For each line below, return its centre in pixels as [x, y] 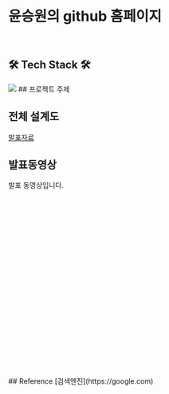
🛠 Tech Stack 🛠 [49, 65]
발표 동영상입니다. [36, 185]
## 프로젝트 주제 [44, 89]
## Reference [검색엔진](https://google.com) [81, 381]
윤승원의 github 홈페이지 [85, 16]
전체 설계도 [34, 117]
